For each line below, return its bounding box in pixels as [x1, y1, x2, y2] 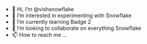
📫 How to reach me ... [11, 32, 67, 38]
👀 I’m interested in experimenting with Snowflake [11, 12, 132, 19]
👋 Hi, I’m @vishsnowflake [11, 6, 74, 12]
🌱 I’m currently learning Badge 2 [11, 18, 91, 25]
